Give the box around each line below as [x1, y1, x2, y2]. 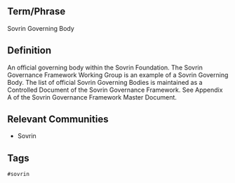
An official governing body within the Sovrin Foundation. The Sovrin [7, 63, 203, 72]
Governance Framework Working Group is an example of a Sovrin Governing [7, 70, 229, 79]
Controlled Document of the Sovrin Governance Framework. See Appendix [7, 86, 223, 94]
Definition [7, 45, 51, 57]
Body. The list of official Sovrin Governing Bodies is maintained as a [7, 78, 203, 86]
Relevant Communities [7, 114, 109, 126]
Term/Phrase [7, 6, 66, 18]
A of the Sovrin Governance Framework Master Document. [7, 93, 177, 101]
